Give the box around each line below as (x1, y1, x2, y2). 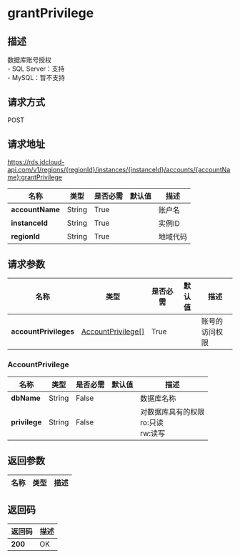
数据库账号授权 (7, 56, 51, 64)
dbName (11, 393, 41, 403)
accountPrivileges (11, 327, 75, 337)
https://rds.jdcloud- (7, 157, 65, 166)
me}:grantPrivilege (7, 173, 63, 181)
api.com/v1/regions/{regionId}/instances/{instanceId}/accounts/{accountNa (7, 165, 231, 174)
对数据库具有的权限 (140, 407, 205, 417)
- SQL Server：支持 (7, 64, 65, 73)
